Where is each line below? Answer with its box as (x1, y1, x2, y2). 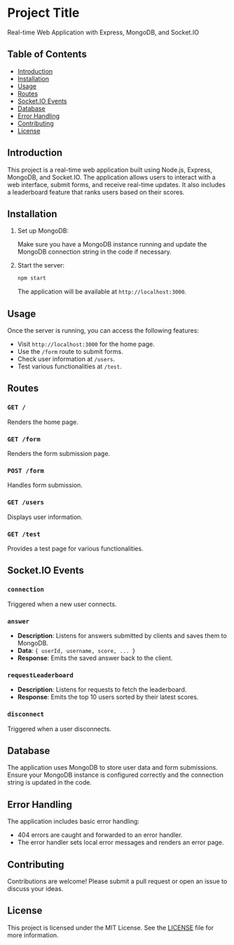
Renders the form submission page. (7, 450, 111, 458)
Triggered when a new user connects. (7, 600, 117, 608)
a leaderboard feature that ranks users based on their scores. (7, 188, 185, 196)
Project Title (7, 5, 80, 21)
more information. (7, 930, 59, 939)
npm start (17, 275, 47, 282)
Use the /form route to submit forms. (17, 347, 124, 356)
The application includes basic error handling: (7, 818, 140, 826)
